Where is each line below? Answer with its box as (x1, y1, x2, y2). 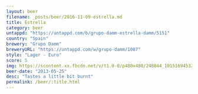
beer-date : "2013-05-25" (6, 68, 67, 74)
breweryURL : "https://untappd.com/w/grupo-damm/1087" (6, 47, 141, 53)
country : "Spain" (6, 36, 49, 41)
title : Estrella (6, 19, 46, 25)
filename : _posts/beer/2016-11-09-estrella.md (6, 14, 123, 20)
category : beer (6, 25, 44, 31)
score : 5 (6, 57, 28, 63)
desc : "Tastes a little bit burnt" (6, 74, 94, 79)
